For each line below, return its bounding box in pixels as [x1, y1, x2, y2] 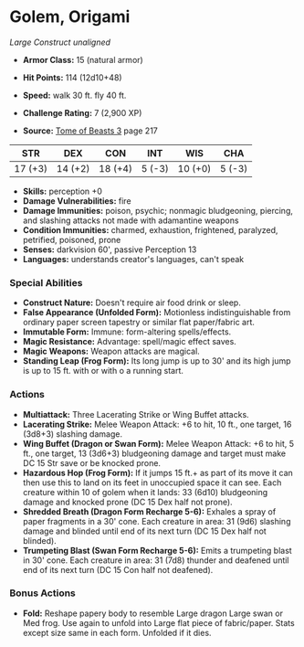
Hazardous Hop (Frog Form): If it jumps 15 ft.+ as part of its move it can [22, 467, 294, 478]
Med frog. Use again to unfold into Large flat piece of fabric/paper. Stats [22, 617, 295, 628]
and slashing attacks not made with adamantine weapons [22, 215, 239, 226]
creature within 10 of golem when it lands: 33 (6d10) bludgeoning [22, 486, 268, 497]
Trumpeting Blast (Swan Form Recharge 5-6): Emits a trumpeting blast [22, 545, 292, 556]
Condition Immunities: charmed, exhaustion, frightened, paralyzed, [22, 224, 278, 235]
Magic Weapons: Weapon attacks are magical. [22, 345, 201, 357]
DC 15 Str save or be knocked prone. [22, 457, 162, 468]
